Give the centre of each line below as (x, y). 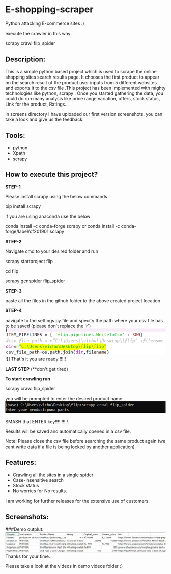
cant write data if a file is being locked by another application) (70, 447)
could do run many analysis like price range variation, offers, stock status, (83, 98)
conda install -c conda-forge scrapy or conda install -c (63, 226)
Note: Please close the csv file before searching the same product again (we (85, 441)
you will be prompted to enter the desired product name (64, 399)
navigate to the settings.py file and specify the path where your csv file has (84, 321)
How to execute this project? (52, 174)
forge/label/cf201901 (27, 232)
